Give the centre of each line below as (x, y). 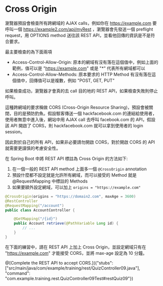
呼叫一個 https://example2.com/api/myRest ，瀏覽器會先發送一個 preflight (79, 29)
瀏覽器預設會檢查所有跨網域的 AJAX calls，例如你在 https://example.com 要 (81, 23)
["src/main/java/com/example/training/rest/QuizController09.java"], (72, 268)
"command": (18, 273)
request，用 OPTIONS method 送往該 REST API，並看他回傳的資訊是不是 (78, 35)
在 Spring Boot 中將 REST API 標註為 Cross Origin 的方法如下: (66, 158)
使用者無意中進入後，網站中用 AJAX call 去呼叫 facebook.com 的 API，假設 (80, 119)
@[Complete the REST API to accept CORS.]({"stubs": (59, 263)
